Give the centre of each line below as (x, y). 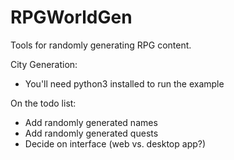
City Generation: (44, 64)
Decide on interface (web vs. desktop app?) (115, 143)
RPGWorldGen (71, 17)
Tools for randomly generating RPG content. (101, 45)
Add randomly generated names (91, 122)
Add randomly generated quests (91, 133)
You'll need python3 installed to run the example (124, 83)
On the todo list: (43, 103)
